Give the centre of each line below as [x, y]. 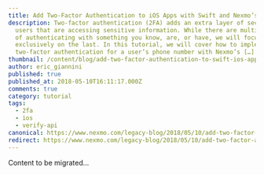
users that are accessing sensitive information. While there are [126, 30]
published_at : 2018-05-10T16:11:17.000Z [75, 81]
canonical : [26, 132]
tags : [17, 103]
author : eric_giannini [45, 67]
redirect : [24, 140]
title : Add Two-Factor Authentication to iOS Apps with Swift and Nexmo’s [133, 15]
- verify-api [37, 125]
